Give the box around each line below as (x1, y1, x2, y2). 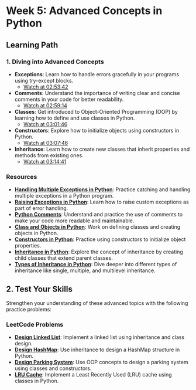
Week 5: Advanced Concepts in (6, 4, 163, 18)
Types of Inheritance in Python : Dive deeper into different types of (14, 261, 177, 268)
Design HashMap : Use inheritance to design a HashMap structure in (14, 346, 180, 353)
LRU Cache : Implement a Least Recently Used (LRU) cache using (14, 371, 172, 378)
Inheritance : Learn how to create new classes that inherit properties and (14, 145, 190, 152)
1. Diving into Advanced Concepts (6, 57, 104, 66)
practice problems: (6, 306, 51, 313)
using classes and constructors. (14, 365, 92, 372)
